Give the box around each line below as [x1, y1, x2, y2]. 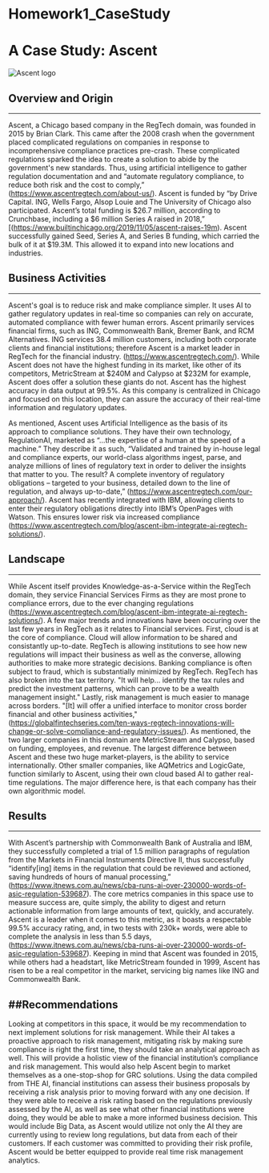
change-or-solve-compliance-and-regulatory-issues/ [8, 726, 184, 735]
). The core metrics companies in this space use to [86, 889, 254, 899]
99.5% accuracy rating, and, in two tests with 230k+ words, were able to [8, 923, 248, 933]
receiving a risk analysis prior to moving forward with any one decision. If [8, 1087, 251, 1097]
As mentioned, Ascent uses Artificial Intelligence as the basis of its [8, 418, 228, 428]
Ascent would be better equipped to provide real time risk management [8, 1147, 244, 1157]
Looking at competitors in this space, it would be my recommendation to [8, 1019, 247, 1028]
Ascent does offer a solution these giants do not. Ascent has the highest [8, 377, 247, 386]
